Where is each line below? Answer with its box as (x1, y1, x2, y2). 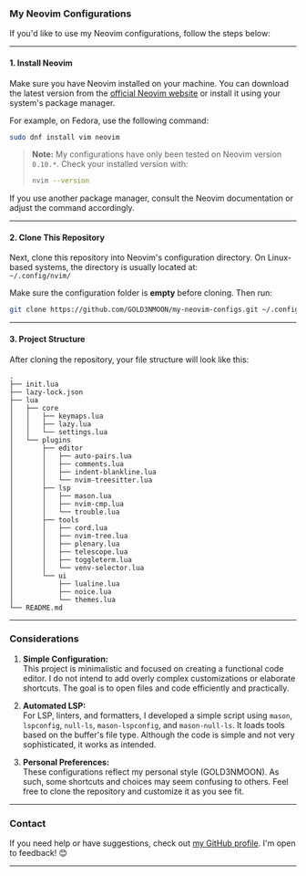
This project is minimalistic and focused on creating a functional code (22, 662, 284, 673)
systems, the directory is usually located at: (35, 262, 199, 273)
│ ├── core (9, 403, 59, 412)
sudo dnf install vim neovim (9, 132, 120, 141)
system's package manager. (9, 97, 116, 108)
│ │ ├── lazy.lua (9, 419, 92, 429)
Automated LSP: (22, 700, 87, 711)
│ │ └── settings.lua (9, 427, 107, 436)
